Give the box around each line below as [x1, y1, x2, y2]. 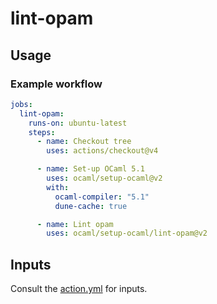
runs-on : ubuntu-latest [28, 118, 128, 128]
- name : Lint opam [36, 219, 114, 229]
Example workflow [10, 77, 103, 91]
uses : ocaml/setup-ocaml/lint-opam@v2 [46, 228, 208, 239]
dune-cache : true [54, 201, 128, 211]
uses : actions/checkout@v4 [46, 146, 159, 156]
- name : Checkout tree [36, 137, 132, 147]
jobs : [10, 99, 33, 109]
